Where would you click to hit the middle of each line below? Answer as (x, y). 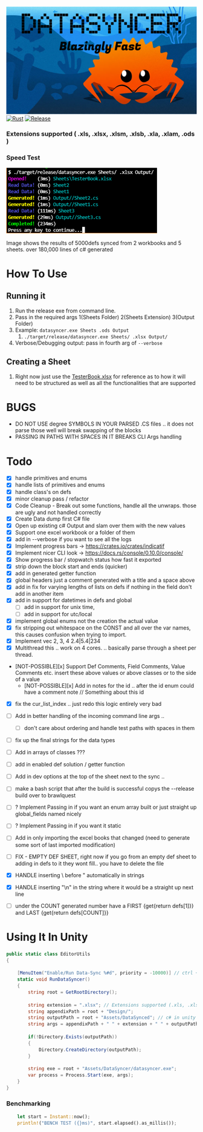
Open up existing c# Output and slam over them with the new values (100, 525)
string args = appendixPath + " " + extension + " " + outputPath (113, 1024)
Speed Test (23, 158)
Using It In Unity (47, 937)
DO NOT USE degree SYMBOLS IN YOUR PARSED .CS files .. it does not (104, 424)
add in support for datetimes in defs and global (73, 601)
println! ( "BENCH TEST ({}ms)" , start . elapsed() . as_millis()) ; (97, 1124)
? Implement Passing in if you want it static (68, 826)
